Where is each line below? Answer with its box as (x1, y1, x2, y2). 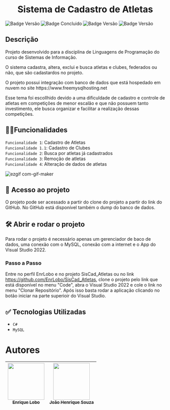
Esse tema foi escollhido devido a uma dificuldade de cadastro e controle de (5, 94, 165, 100)
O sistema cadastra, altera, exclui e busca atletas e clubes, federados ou (5, 64, 157, 70)
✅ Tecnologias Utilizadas (5, 307, 86, 316)
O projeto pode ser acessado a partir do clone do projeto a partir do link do (5, 199, 162, 205)
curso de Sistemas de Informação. (5, 54, 77, 60)
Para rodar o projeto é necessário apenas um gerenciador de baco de (5, 236, 151, 242)
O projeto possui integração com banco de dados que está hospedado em (5, 79, 161, 85)
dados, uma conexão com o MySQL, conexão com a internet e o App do (5, 241, 156, 248)
